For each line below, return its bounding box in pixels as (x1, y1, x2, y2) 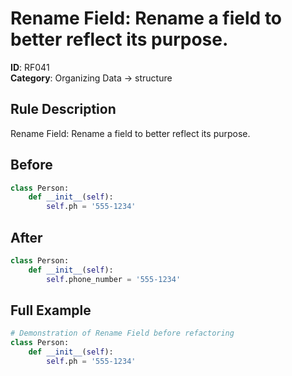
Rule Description (10, 101, 117, 118)
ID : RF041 (10, 61, 50, 73)
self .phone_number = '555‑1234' (46, 274, 182, 284)
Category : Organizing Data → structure (10, 72, 173, 84)
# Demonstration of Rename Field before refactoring (10, 328, 235, 339)
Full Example (10, 302, 92, 319)
